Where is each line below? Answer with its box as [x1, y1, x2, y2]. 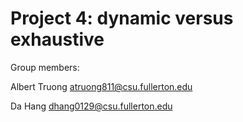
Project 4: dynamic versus [10, 7, 234, 30]
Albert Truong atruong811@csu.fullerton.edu [10, 80, 193, 92]
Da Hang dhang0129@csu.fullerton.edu [10, 100, 173, 112]
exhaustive [10, 28, 105, 51]
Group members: [10, 61, 80, 73]
